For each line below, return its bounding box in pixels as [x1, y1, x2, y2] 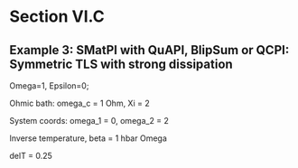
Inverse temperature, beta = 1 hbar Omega [9, 133, 167, 144]
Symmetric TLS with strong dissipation [9, 56, 233, 71]
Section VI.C [9, 6, 106, 27]
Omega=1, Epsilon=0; [9, 80, 89, 91]
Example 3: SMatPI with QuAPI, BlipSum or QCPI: [9, 42, 290, 58]
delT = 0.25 [9, 151, 52, 161]
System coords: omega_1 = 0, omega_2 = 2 [9, 116, 170, 126]
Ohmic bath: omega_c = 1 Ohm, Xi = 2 [9, 98, 151, 108]
